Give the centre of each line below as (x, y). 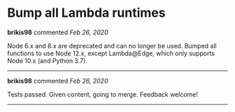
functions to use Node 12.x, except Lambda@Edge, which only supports (111, 53)
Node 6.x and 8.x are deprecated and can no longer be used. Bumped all (112, 45)
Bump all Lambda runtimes (86, 13)
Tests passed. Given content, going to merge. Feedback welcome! (102, 94)
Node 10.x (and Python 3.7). (47, 60)
